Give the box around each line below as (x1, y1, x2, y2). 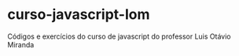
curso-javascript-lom (7, 6, 150, 24)
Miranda (7, 39, 35, 49)
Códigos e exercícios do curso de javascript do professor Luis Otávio (7, 32, 231, 41)
